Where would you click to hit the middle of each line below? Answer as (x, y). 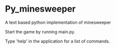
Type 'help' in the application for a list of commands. (58, 41)
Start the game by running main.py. (40, 32)
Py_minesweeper (41, 9)
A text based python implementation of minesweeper (58, 22)
